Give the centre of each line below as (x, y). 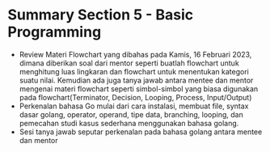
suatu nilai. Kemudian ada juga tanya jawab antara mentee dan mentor (136, 80)
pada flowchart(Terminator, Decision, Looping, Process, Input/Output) (135, 97)
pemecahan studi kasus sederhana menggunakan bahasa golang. (129, 123)
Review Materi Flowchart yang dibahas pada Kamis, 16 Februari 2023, (135, 54)
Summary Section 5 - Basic (101, 15)
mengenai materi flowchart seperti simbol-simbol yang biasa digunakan (139, 89)
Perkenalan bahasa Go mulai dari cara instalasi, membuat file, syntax (134, 106)
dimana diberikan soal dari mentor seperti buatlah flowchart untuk (129, 63)
